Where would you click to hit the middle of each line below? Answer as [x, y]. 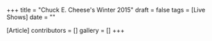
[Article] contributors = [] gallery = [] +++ [66, 30]
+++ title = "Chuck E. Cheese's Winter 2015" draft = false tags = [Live [106, 10]
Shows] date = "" [31, 17]
